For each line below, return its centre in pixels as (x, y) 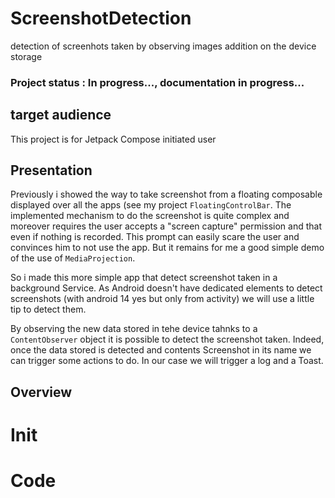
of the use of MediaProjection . (73, 258)
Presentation (51, 170)
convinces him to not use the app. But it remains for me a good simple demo (167, 248)
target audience (61, 115)
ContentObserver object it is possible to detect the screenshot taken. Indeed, (167, 339)
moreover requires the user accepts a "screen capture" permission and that (166, 226)
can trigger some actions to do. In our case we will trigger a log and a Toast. (167, 361)
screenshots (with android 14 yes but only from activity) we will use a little (162, 299)
